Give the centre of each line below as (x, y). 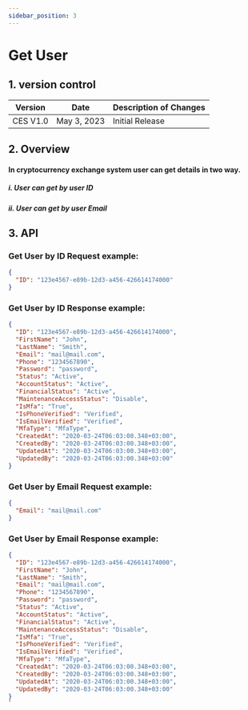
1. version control (52, 85)
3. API (23, 233)
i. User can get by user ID (51, 188)
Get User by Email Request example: (80, 487)
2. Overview (39, 149)
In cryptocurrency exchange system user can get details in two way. (125, 170)
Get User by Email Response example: (84, 539)
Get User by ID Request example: (74, 255)
